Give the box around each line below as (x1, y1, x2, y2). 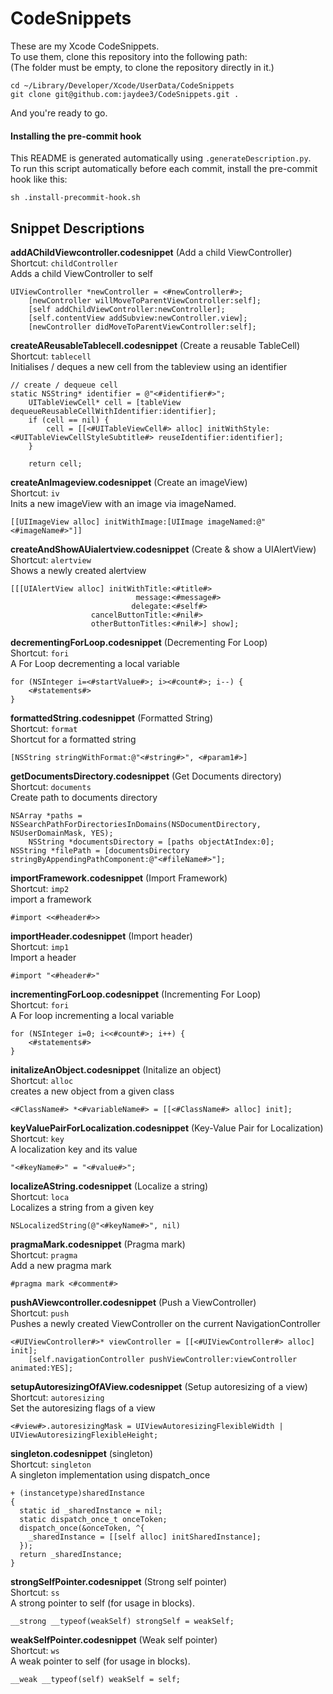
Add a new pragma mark (10, 1259, 112, 1271)
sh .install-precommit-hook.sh (10, 193, 141, 203)
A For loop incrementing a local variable (10, 1009, 175, 1021)
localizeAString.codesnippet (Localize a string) (10, 1180, 209, 1192)
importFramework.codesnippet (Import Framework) (10, 872, 228, 884)
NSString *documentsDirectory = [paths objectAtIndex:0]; (28, 837, 275, 847)
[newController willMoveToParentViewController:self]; (28, 295, 262, 306)
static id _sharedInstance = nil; (19, 1505, 163, 1516)
